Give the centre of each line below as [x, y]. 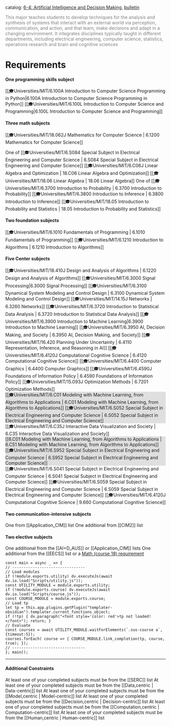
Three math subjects [28, 123]
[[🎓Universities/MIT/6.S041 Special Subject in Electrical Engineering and [82, 469]
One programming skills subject [40, 79]
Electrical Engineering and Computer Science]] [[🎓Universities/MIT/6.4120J [86, 495]
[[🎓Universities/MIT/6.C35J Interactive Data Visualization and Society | [81, 426]
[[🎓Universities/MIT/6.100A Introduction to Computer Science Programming [85, 91]
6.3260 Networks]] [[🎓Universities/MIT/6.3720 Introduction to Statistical [82, 306]
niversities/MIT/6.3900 [31, 321]
